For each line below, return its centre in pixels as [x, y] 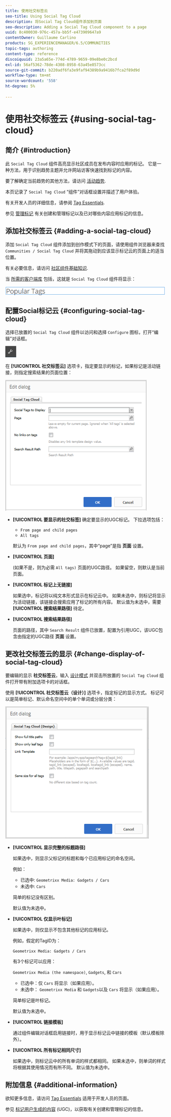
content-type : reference [32, 54]
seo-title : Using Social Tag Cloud [43, 16]
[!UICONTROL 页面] [33, 556]
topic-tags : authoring [29, 49]
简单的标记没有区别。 [35, 897]
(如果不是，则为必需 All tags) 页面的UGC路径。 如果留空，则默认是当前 [89, 567]
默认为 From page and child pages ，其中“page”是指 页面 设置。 [79, 545]
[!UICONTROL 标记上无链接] [42, 584]
